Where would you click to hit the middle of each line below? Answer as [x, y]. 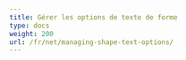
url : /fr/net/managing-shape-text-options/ [92, 42]
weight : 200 [31, 34]
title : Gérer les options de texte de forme [93, 17]
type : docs [30, 26]
